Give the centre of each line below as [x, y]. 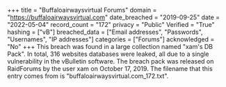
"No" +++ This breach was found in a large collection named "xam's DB [110, 47]
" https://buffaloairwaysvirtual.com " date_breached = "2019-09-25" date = [114, 17]
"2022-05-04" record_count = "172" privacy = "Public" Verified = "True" [111, 25]
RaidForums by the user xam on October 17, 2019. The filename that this [110, 69]
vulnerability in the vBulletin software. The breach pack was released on [111, 61]
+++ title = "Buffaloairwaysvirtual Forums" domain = [82, 10]
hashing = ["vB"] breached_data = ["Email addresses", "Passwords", [105, 32]
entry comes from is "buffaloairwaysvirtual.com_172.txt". [88, 76]
